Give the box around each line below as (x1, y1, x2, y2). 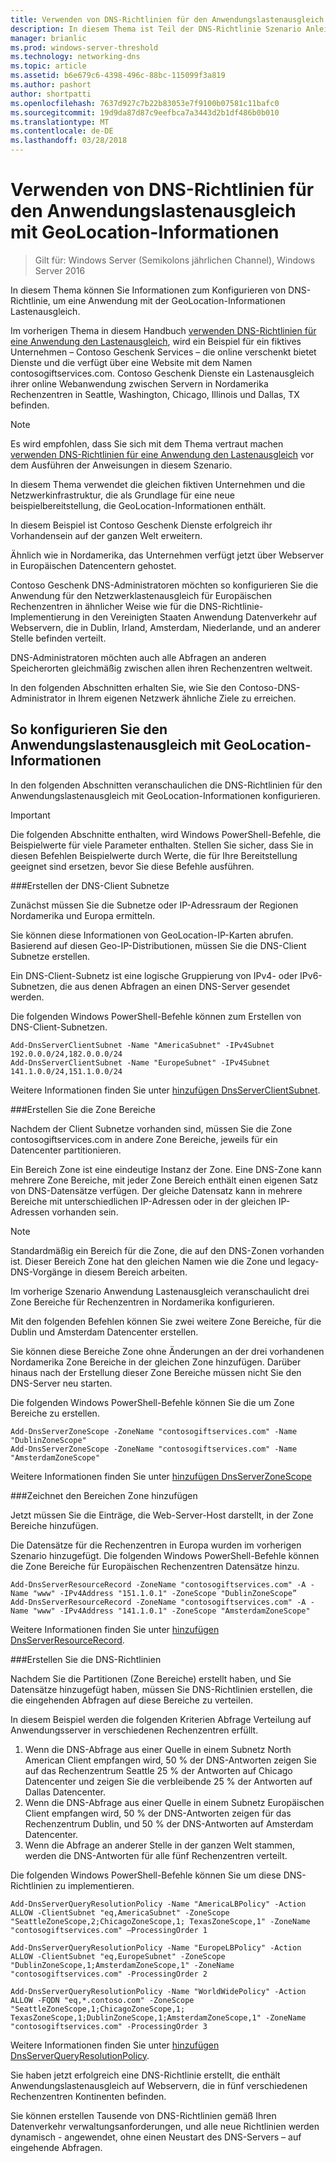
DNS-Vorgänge (10, 1266, 73, 1278)
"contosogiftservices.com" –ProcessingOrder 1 (10, 1925, 208, 1935)
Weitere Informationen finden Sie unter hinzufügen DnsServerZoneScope (10, 1470, 312, 1482)
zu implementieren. (55, 1879, 135, 1891)
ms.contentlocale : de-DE (10, 126, 114, 136)
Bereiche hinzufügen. (10, 1519, 99, 1531)
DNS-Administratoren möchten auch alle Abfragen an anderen (10, 651, 267, 663)
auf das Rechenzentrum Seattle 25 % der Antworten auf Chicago (24, 1764, 293, 1776)
